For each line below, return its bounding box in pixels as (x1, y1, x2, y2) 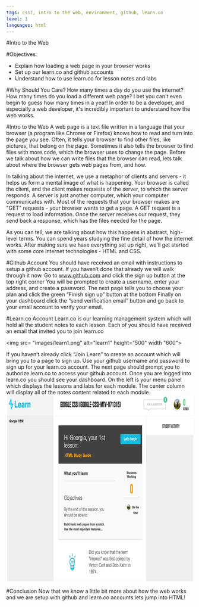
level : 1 (6, 15, 28, 22)
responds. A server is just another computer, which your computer (6, 192, 169, 199)
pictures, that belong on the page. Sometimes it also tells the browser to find (6, 142, 194, 150)
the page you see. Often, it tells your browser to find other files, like (6, 136, 171, 143)
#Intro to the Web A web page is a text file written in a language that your (6, 123, 185, 130)
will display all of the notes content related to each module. (6, 389, 150, 396)
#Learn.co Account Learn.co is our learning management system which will (6, 315, 191, 322)
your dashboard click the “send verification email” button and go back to (6, 297, 184, 304)
